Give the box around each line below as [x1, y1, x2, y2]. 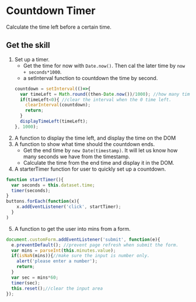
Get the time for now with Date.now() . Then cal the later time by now [23, 62, 185, 69]
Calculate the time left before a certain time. [6, 23, 112, 30]
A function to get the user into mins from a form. [14, 225, 131, 232]
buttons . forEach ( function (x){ [6, 199, 80, 204]
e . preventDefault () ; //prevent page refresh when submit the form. [11, 242, 179, 248]
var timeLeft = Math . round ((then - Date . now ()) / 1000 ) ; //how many [20, 91, 180, 97]
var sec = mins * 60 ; [11, 275, 59, 280]
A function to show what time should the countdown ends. [14, 140, 155, 147]
